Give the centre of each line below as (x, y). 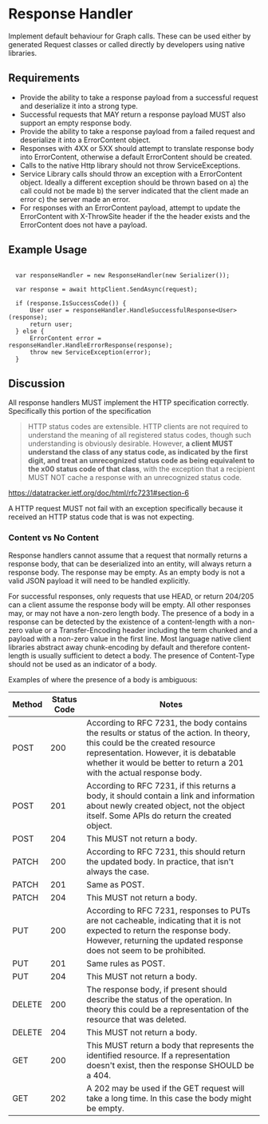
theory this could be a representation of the (167, 1009)
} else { (30, 331)
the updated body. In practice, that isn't (160, 861)
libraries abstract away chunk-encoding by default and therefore (114, 647)
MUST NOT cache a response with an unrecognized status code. (134, 478)
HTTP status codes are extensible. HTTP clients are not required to (138, 427)
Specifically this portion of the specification (80, 411)
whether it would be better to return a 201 (166, 762)
